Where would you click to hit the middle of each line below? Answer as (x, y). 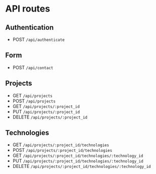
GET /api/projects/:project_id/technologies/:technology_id (78, 156)
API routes (28, 9)
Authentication (30, 27)
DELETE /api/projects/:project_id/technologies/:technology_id (82, 166)
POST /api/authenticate (38, 39)
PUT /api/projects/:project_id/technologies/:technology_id (78, 161)
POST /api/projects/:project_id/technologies (62, 150)
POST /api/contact (33, 67)
